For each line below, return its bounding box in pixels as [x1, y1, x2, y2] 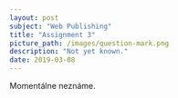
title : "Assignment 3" [9, 30, 96, 39]
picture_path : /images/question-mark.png [9, 38, 170, 48]
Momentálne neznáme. [9, 81, 96, 91]
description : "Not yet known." [9, 47, 129, 56]
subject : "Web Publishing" [9, 22, 112, 31]
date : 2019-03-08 [9, 55, 76, 64]
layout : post [9, 13, 59, 23]
